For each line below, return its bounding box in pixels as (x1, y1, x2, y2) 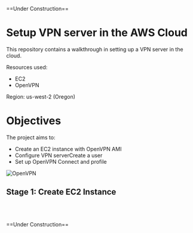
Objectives (6, 114, 62, 128)
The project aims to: (6, 134, 56, 141)
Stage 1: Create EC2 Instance (6, 187, 117, 197)
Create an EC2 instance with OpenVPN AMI (14, 145, 122, 152)
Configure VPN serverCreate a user (14, 152, 103, 159)
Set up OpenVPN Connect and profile (14, 158, 107, 165)
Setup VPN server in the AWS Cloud (6, 26, 188, 39)
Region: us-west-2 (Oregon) (6, 93, 76, 100)
